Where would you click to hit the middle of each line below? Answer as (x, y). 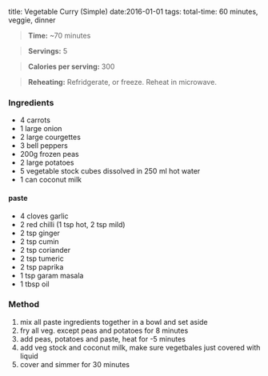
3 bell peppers (44, 146)
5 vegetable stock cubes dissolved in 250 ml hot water (110, 171)
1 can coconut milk (51, 180)
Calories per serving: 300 (71, 66)
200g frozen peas (49, 154)
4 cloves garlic (44, 216)
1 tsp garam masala (52, 275)
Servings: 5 (48, 51)
